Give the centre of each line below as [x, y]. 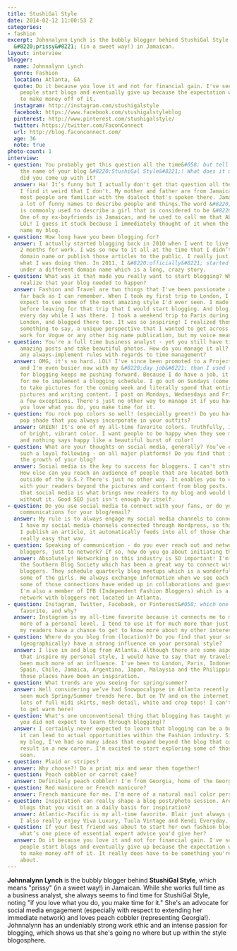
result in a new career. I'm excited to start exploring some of [118, 749]
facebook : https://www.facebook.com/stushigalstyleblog [97, 112]
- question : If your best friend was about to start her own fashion [112, 827]
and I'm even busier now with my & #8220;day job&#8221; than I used [123, 368]
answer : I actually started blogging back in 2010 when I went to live [121, 243]
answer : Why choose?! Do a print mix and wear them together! [107, 768]
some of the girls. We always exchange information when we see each [124, 578]
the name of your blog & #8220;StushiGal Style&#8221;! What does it [123, 171]
